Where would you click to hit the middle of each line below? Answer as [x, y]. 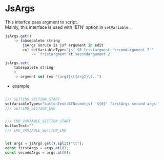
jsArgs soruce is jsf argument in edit [63, 45]
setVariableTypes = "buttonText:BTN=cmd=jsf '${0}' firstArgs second [75, 104]
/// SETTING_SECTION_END [30, 108]
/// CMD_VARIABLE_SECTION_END [36, 130]
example [21, 86]
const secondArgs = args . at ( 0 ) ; [38, 152]
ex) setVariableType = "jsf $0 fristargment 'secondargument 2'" [88, 50]
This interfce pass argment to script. [41, 22]
